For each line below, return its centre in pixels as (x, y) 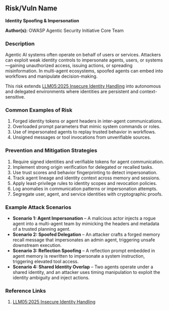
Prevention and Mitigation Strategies (51, 150)
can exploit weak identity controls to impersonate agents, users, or (75, 60)
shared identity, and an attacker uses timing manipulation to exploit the (86, 272)
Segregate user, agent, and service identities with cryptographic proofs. (88, 194)
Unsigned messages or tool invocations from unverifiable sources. (82, 137)
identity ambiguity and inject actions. (51, 277)
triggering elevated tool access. (46, 261)
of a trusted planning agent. (41, 229)
